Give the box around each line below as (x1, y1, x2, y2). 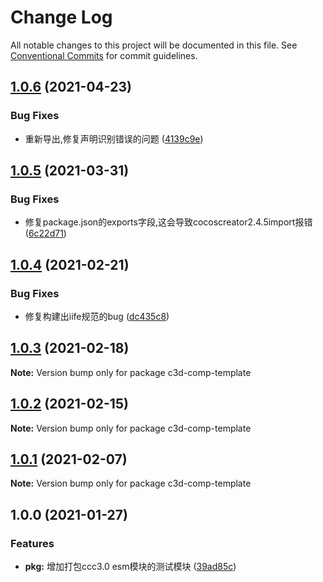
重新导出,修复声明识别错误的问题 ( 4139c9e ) (24, 132, 204, 145)
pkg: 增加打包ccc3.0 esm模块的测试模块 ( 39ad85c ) (24, 561, 237, 573)
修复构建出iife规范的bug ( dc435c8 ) (24, 311, 170, 322)
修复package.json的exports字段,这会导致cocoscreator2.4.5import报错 (24, 216, 313, 228)
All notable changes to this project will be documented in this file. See (10, 39, 298, 51)
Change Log (10, 6, 113, 29)
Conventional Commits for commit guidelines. (10, 49, 198, 61)
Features (10, 536, 55, 550)
